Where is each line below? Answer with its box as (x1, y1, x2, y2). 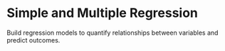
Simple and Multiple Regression (6, 5, 199, 21)
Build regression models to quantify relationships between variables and (6, 28, 219, 37)
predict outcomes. (6, 35, 61, 44)
